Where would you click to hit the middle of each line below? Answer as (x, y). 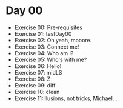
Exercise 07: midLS (38, 72)
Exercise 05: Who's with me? (51, 59)
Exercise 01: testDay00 (43, 33)
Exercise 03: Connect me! (47, 47)
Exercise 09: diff (35, 85)
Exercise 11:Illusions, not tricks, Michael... (66, 98)
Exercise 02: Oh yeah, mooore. (53, 40)
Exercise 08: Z (32, 79)
